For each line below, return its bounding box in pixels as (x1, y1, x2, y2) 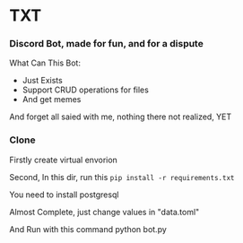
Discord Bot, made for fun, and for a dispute (9, 38, 204, 50)
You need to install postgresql (9, 189, 119, 200)
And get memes (22, 94, 82, 105)
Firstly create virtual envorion (9, 154, 118, 165)
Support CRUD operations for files (22, 84, 150, 95)
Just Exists (22, 75, 63, 86)
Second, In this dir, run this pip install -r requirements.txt (9, 171, 235, 182)
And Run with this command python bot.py (9, 223, 168, 234)
